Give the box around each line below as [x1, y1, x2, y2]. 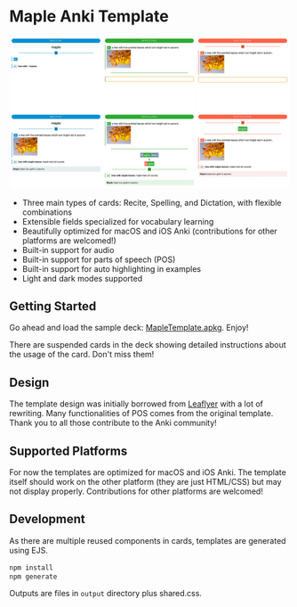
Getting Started [9, 299, 97, 314]
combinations [21, 207, 73, 217]
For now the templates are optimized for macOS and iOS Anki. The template [9, 467, 286, 478]
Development [9, 512, 86, 527]
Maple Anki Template [9, 6, 169, 27]
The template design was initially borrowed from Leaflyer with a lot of [9, 398, 264, 409]
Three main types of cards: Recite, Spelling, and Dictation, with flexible [21, 197, 282, 208]
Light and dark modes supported [21, 273, 143, 283]
